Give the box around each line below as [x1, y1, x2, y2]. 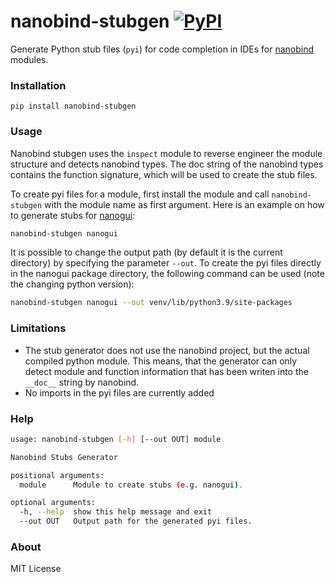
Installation [10, 78, 67, 92]
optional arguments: [10, 498, 97, 508]
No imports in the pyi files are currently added [24, 386, 215, 399]
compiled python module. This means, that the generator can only [24, 355, 298, 367]
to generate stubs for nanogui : [10, 209, 136, 221]
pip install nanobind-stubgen [10, 101, 137, 112]
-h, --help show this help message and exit [19, 507, 213, 517]
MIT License [10, 563, 62, 575]
